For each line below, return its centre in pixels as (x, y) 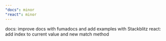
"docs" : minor (20, 10)
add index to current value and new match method (57, 34)
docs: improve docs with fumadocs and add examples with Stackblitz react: (83, 28)
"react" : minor (21, 14)
